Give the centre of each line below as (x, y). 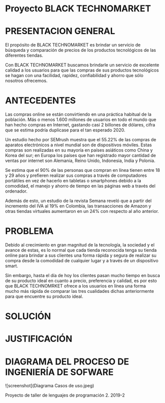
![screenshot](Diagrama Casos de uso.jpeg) (50, 386)
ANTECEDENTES (41, 101)
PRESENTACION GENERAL (60, 31)
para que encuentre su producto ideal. (44, 296)
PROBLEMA (29, 231)
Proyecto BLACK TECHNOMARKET (78, 9)
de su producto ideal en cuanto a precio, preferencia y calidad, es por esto (81, 281)
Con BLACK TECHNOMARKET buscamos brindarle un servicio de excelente (82, 65)
